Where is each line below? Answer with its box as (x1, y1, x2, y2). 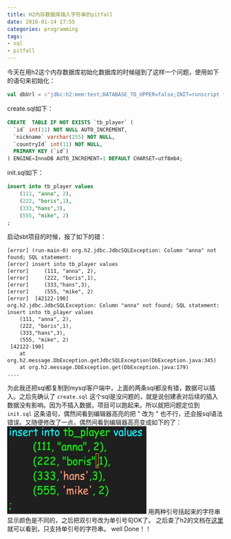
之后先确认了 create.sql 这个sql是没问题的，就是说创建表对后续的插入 (19, 393, 219, 401)
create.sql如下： (7, 104, 54, 113)
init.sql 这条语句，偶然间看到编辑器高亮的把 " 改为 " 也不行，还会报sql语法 (7, 410, 223, 418)
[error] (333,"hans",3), (7, 282, 91, 289)
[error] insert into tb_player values (7, 261, 118, 268)
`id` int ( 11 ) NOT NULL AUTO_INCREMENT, (13, 126, 128, 133)
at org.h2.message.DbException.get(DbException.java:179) (19, 364, 189, 371)
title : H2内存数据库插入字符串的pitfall (7, 11, 113, 18)
